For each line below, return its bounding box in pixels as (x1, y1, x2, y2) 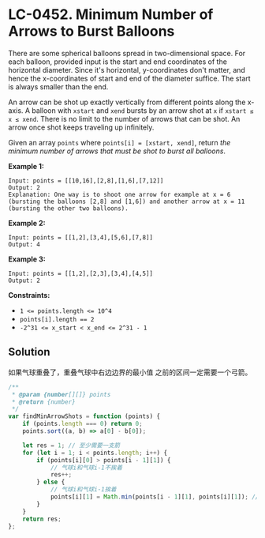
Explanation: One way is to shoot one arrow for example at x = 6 (8, 190, 231, 198)
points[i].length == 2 (19, 315, 95, 323)
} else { (36, 478, 65, 487)
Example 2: (8, 218, 46, 228)
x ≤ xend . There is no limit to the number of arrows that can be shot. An (8, 114, 241, 123)
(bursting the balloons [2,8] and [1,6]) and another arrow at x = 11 (8, 198, 245, 205)
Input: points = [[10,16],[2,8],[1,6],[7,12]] (8, 176, 164, 185)
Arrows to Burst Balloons (8, 22, 175, 40)
